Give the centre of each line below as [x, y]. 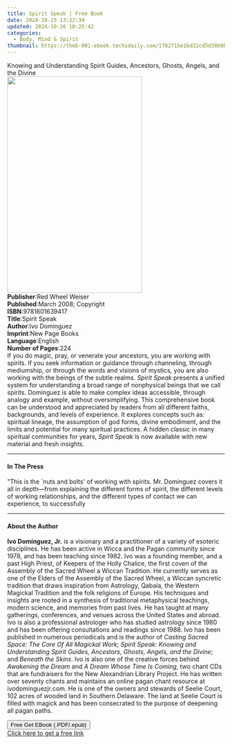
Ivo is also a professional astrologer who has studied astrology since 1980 [112, 622]
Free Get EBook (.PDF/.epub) [49, 725]
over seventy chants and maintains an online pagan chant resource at [106, 681]
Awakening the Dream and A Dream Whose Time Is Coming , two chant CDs [115, 666]
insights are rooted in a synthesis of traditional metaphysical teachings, [108, 601]
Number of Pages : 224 [39, 348]
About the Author [33, 526]
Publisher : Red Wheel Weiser [48, 296]
